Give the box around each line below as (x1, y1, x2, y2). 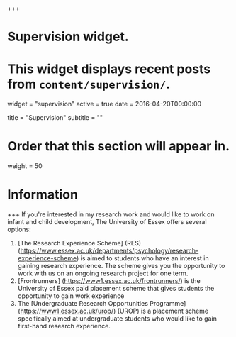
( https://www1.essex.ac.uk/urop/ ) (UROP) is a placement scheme (17, 306, 209, 315)
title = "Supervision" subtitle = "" (7, 114, 103, 122)
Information (7, 187, 78, 203)
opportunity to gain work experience (17, 292, 125, 300)
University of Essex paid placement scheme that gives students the (17, 284, 215, 292)
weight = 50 (7, 162, 43, 170)
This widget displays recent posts (7, 61, 211, 77)
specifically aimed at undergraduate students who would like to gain (17, 314, 218, 323)
